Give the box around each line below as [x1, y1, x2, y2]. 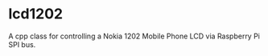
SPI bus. [8, 39, 36, 49]
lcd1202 [8, 5, 63, 23]
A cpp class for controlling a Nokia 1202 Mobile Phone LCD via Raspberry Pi [8, 31, 260, 41]
